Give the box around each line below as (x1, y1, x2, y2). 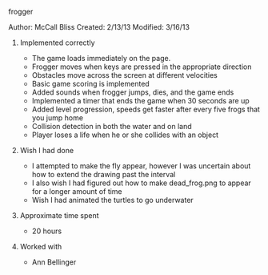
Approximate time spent (19, 211, 99, 220)
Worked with (19, 242, 62, 251)
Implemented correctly (19, 38, 95, 47)
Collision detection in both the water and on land (31, 122, 192, 131)
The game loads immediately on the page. (31, 54, 171, 63)
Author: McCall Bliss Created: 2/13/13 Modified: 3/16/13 (8, 22, 190, 31)
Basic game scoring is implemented (31, 79, 150, 88)
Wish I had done (19, 146, 74, 155)
